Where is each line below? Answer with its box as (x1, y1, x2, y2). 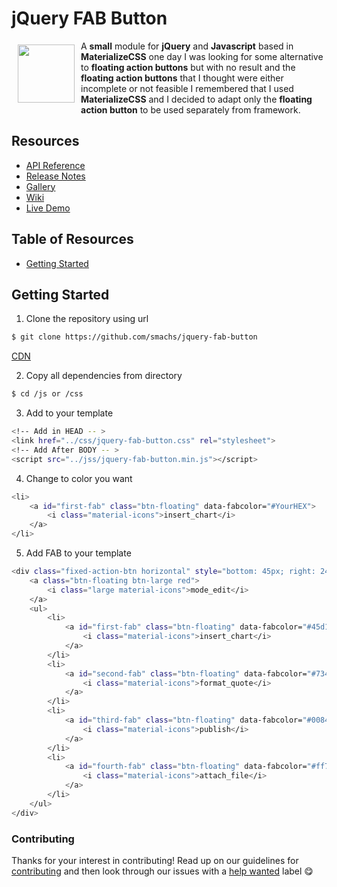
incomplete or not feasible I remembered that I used (80, 82, 294, 94)
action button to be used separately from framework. (80, 103, 301, 116)
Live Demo (25, 202, 71, 214)
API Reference (25, 159, 86, 171)
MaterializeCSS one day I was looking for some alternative (80, 50, 324, 62)
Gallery (25, 180, 56, 192)
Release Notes (25, 170, 86, 182)
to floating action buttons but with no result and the (80, 61, 296, 73)
